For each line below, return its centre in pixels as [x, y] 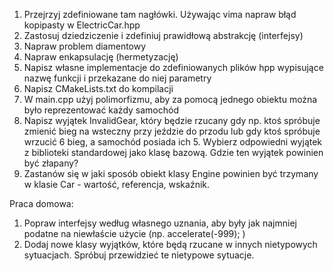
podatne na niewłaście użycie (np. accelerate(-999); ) [134, 233]
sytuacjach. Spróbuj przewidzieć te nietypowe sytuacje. [139, 255]
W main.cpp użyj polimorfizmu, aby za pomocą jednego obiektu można [170, 99]
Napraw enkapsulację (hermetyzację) [101, 57]
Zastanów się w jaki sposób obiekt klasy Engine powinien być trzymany [171, 173]
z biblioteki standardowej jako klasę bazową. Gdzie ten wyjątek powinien [173, 152]
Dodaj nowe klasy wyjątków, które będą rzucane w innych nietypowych [170, 244]
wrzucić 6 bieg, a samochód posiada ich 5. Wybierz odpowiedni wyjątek [173, 142]
